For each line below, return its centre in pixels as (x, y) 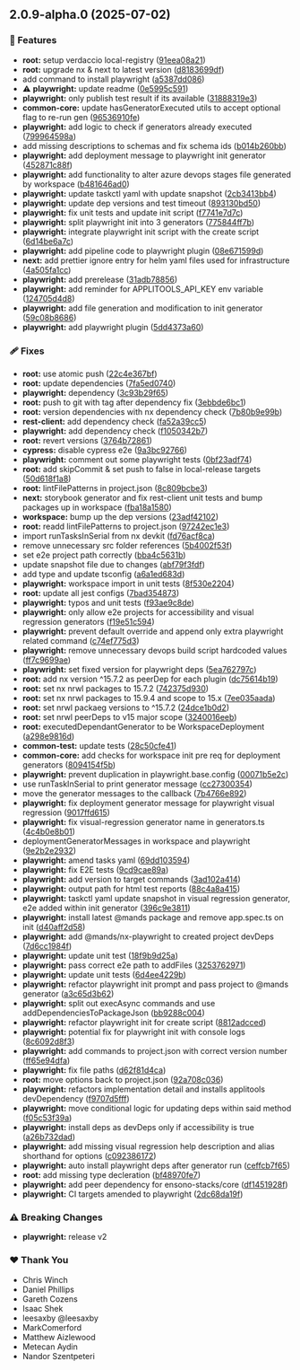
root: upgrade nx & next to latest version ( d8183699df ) (123, 69)
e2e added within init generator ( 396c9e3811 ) (106, 908)
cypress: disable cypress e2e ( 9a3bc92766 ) (105, 450)
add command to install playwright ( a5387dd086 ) (113, 79)
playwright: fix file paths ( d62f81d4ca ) (94, 1070)
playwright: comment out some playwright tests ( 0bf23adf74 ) (137, 459)
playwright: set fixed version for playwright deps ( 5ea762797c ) (139, 669)
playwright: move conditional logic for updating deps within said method (157, 1108)
